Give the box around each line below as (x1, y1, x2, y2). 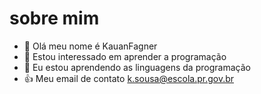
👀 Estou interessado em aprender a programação (23, 50, 227, 62)
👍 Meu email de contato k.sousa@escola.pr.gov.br (23, 72, 235, 84)
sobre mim (9, 7, 100, 30)
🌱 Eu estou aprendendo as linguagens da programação (23, 61, 251, 73)
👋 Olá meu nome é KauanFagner (23, 40, 158, 52)
